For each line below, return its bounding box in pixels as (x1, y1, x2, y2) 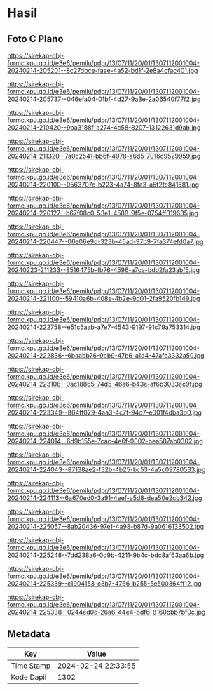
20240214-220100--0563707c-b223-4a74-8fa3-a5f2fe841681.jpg (7, 180, 200, 189)
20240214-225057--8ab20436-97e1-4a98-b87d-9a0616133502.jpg (7, 523, 205, 530)
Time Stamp (11, 661, 51, 671)
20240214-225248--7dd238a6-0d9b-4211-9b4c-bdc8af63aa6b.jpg (7, 551, 205, 559)
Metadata (7, 628, 50, 640)
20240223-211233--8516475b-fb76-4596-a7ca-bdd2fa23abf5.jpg (7, 266, 200, 274)
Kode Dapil (11, 672, 47, 682)
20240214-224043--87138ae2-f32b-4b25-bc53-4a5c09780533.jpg (7, 465, 206, 474)
